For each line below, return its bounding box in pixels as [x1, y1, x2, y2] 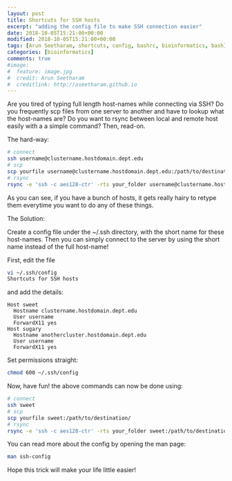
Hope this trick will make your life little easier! [7, 466, 137, 474]
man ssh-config [7, 453, 51, 460]
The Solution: [7, 214, 46, 222]
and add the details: [7, 288, 64, 296]
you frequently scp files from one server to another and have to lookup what [7, 107, 224, 116]
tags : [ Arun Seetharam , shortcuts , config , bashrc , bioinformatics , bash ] [7, 42, 227, 49]
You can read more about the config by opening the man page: [7, 440, 186, 448]
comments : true [7, 55, 51, 62]
